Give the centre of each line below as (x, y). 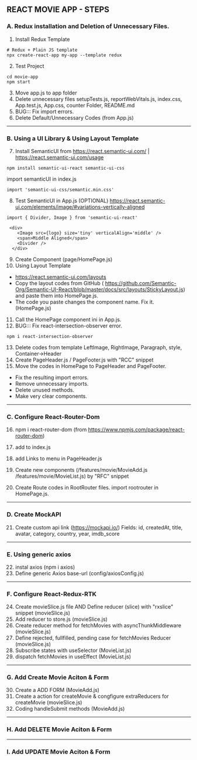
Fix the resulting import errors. (52, 377)
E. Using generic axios (39, 554)
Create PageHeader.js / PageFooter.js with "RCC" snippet (84, 360)
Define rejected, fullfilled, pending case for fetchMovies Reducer (93, 638)
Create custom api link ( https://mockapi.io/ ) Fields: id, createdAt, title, (99, 527)
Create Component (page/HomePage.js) (64, 259)
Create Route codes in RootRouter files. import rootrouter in (87, 488)
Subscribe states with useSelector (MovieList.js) (73, 650)
